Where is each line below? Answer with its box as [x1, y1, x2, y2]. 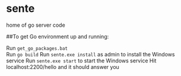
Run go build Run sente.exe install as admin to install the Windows [6, 50, 175, 58]
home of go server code [6, 21, 65, 28]
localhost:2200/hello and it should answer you [6, 63, 120, 70]
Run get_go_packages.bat [6, 44, 68, 52]
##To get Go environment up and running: [6, 33, 109, 40]
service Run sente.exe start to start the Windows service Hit [6, 57, 157, 64]
